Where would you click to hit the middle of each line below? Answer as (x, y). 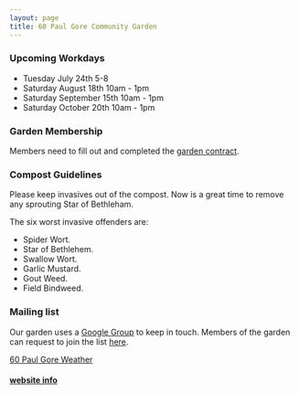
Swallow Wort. (50, 259)
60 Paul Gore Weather (51, 359)
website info (33, 380)
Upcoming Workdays (57, 59)
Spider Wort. (47, 240)
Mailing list (34, 312)
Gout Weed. (45, 279)
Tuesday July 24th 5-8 (65, 78)
